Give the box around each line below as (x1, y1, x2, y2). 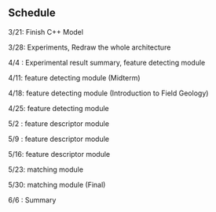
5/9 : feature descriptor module (8, 134, 110, 143)
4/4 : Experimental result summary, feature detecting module (8, 58, 206, 67)
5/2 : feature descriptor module (8, 118, 110, 128)
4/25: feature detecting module (8, 103, 109, 113)
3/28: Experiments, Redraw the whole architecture (8, 43, 171, 52)
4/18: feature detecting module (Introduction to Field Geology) (8, 88, 209, 98)
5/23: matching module (8, 165, 84, 174)
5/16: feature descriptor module (8, 149, 111, 158)
